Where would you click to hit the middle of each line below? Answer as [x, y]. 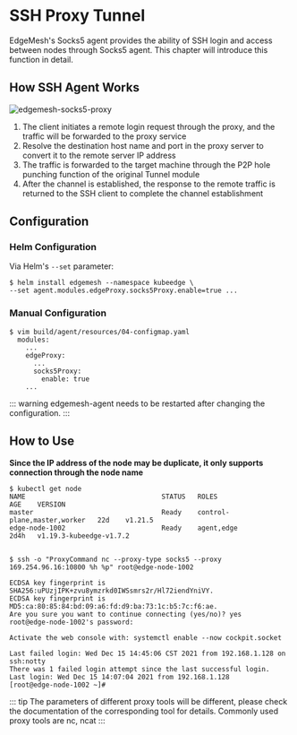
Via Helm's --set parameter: [62, 266]
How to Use [42, 441]
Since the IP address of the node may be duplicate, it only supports [136, 463]
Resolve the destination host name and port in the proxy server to [143, 145]
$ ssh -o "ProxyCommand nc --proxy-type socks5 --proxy [115, 559]
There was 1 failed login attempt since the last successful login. [140, 669]
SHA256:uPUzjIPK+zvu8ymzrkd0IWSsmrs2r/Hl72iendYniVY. [112, 591]
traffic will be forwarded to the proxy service [104, 136]
